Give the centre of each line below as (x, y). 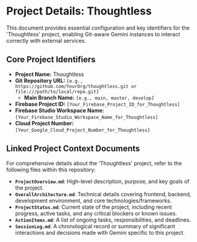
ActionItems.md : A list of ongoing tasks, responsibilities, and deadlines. (103, 220)
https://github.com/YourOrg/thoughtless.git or (76, 86)
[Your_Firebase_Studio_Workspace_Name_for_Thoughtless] (86, 117)
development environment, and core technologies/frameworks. (93, 200)
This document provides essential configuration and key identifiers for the (98, 28)
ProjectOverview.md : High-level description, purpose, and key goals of (102, 181)
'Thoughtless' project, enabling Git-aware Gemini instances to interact (93, 34)
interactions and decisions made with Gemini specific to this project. (100, 232)
